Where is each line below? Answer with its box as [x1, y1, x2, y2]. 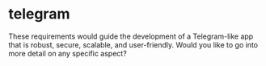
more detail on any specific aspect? [8, 48, 127, 58]
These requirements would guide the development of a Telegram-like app [8, 31, 254, 41]
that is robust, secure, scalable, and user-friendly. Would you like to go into [8, 39, 259, 49]
